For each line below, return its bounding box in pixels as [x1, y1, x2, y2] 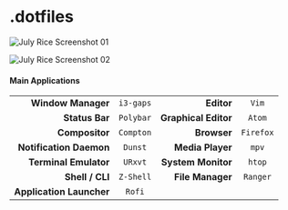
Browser [194, 126, 232, 139]
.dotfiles [9, 6, 75, 27]
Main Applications [9, 75, 80, 85]
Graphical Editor [159, 112, 232, 125]
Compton [118, 127, 152, 138]
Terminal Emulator [28, 156, 110, 169]
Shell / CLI [64, 171, 110, 184]
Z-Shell [118, 172, 152, 183]
